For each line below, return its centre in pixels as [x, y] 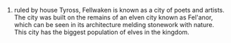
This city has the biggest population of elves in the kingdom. [102, 32]
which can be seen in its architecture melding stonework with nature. [114, 25]
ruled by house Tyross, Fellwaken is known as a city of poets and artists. [119, 10]
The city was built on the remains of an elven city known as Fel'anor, [113, 17]
